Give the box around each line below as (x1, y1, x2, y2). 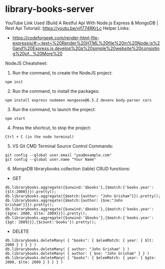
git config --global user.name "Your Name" (5, 157, 97, 162)
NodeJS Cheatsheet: (5, 60, 48, 66)
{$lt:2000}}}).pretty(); (5, 189, 56, 194)
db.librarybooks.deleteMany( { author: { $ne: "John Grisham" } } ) (5, 251, 150, 256)
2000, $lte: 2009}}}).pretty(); (20, 211, 88, 216)
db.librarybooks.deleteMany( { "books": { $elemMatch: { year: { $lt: (5, 238, 154, 243)
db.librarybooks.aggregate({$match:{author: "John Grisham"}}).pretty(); (5, 194, 161, 199)
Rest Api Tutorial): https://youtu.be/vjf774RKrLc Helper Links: (5, 25, 130, 31)
